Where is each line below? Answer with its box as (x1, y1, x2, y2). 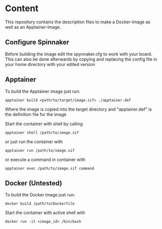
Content (5, 3, 39, 14)
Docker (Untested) (5, 179, 62, 187)
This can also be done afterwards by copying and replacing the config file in (5, 56, 158, 62)
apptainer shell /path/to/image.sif (5, 130, 79, 135)
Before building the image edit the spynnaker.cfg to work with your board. (5, 51, 153, 57)
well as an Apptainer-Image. (5, 24, 62, 30)
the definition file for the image (5, 111, 67, 117)
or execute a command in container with (5, 156, 86, 163)
